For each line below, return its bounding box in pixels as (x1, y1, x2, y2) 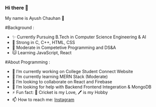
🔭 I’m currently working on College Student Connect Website (12, 69, 133, 75)
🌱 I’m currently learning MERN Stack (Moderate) (12, 74, 108, 79)
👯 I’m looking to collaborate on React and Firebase (12, 79, 113, 85)
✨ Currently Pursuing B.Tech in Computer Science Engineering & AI (12, 34, 146, 40)
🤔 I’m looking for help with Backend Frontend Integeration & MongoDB (12, 84, 152, 90)
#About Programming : (5, 59, 51, 65)
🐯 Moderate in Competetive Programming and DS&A (12, 45, 116, 50)
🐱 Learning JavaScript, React (12, 50, 72, 56)
